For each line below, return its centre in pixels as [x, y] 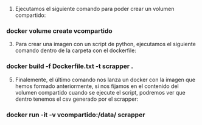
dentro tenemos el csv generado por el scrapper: [77, 99]
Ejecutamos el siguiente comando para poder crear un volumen [95, 9]
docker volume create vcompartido [59, 31]
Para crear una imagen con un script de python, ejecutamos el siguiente [105, 44]
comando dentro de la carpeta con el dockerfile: [76, 50]
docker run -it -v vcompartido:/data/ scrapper [76, 115]
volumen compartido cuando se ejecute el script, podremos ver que [100, 92]
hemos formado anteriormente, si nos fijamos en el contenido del [97, 86]
